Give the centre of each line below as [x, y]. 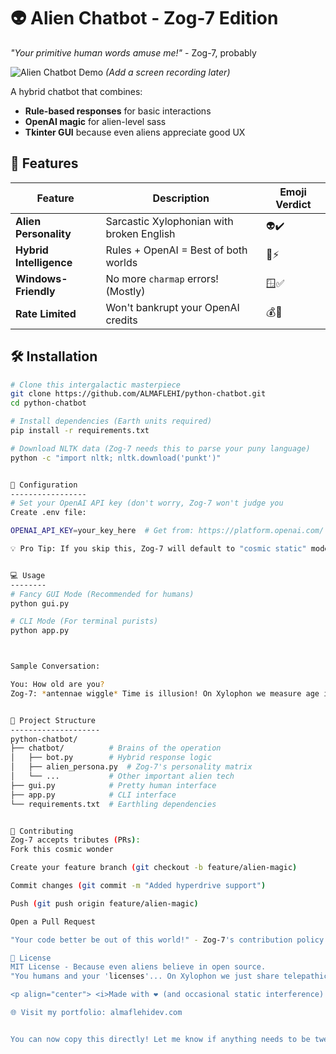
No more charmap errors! [162, 278]
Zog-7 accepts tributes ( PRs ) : [75, 840]
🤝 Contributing [42, 831]
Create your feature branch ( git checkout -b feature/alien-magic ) [154, 868]
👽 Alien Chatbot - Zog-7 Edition [144, 18]
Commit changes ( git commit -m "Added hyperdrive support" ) [138, 886]
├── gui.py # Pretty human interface [113, 785]
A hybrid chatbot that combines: [76, 91]
